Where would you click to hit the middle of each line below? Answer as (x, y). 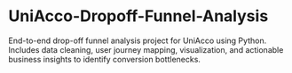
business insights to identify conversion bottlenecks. (105, 59)
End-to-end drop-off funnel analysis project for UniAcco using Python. (138, 40)
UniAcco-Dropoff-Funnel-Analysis (138, 16)
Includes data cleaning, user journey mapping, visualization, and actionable (146, 49)
